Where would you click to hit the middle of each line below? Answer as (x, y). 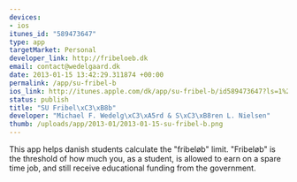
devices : (25, 17)
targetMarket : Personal (53, 50)
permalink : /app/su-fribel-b (63, 83)
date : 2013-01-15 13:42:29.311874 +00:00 (87, 75)
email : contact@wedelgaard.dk (65, 67)
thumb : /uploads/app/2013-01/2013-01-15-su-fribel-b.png (116, 125)
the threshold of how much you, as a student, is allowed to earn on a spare (145, 159)
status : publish (39, 99)
